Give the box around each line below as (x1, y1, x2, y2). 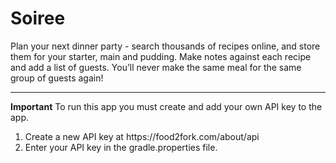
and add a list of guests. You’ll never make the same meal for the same (10, 61, 302, 73)
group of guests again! (10, 72, 104, 84)
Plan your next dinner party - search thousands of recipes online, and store (10, 40, 321, 52)
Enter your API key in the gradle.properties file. (24, 141, 218, 153)
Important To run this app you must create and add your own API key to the (10, 100, 323, 112)
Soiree (10, 7, 66, 30)
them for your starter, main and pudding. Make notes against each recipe (10, 50, 312, 62)
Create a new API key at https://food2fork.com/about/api (24, 130, 260, 142)
